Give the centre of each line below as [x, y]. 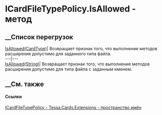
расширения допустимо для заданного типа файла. [58, 54]
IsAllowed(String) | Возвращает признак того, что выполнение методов [77, 64]
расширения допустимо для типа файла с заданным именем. [69, 69]
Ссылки [14, 96]
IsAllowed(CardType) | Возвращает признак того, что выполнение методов [81, 49]
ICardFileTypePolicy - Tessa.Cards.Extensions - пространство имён [73, 107]
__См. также [25, 84]
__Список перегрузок [39, 37]
